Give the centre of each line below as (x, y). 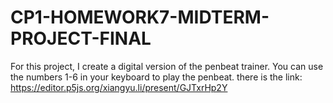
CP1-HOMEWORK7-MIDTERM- (140, 17)
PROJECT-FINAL (81, 38)
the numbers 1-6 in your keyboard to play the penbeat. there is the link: (156, 77)
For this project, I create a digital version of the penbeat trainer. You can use (167, 66)
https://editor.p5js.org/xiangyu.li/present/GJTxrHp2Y (119, 87)
